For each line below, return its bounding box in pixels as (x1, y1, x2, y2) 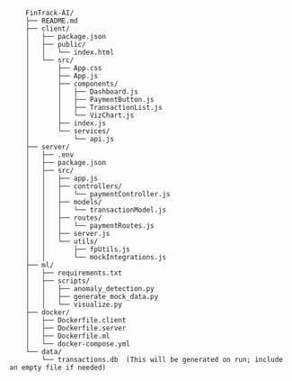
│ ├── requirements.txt (25, 268, 123, 277)
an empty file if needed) (9, 363, 106, 372)
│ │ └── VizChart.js (25, 111, 135, 120)
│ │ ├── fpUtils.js (25, 245, 130, 254)
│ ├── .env (25, 150, 75, 159)
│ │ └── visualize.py (25, 300, 123, 309)
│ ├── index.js (25, 119, 106, 128)
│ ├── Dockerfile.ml (25, 331, 111, 340)
